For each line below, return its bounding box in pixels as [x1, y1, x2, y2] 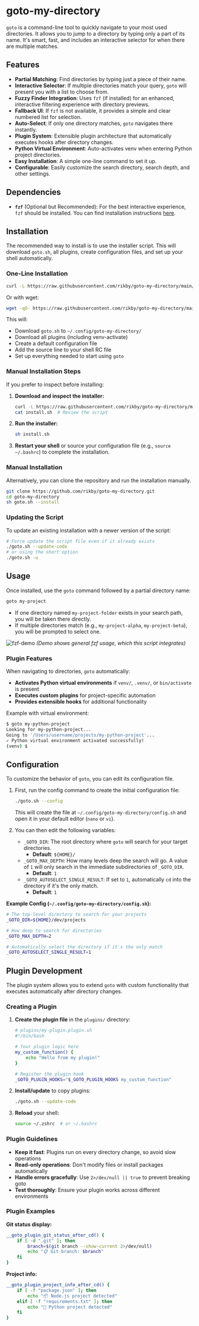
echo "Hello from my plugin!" [25, 1055, 100, 1060]
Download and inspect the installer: [14, 392, 105, 400]
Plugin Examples [6, 1207, 55, 1216]
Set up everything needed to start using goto [14, 353, 124, 360]
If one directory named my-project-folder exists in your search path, [14, 609, 183, 616]
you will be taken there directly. [14, 615, 92, 622]
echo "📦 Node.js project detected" [27, 1293, 117, 1299]
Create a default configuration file [14, 340, 98, 347]
